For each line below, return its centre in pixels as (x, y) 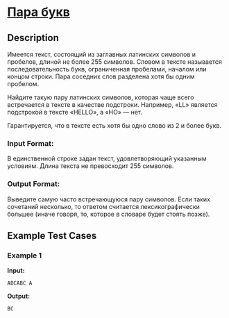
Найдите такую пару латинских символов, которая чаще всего (101, 97)
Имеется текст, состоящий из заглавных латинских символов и (102, 54)
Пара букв (39, 12)
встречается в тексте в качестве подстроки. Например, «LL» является (112, 104)
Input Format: (31, 143)
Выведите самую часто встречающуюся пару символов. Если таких (109, 199)
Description (33, 38)
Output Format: (34, 184)
